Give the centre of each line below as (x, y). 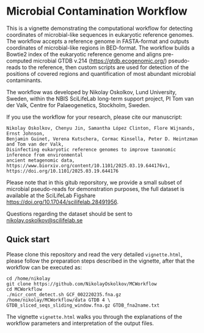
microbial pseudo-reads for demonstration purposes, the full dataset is (96, 189)
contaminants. (24, 80)
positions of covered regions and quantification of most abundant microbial (101, 73)
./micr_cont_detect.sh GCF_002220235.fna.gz (64, 294)
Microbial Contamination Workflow (97, 11)
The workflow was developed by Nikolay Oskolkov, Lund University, (92, 92)
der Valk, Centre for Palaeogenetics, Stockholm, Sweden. (78, 105)
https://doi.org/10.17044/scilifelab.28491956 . (63, 202)
